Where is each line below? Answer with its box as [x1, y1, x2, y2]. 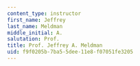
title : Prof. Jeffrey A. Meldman [7, 42, 103, 49]
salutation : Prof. [7, 36, 60, 43]
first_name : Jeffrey [7, 16, 67, 23]
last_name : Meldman [7, 23, 63, 30]
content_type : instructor [7, 10, 81, 17]
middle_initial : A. [7, 29, 63, 36]
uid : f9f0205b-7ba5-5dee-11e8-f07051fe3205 [7, 49, 134, 56]
